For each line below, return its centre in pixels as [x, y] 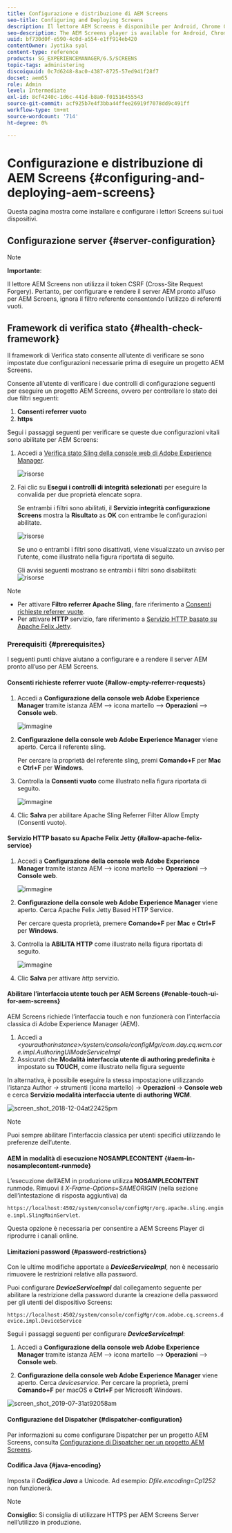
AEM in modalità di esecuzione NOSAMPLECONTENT [85, 1158]
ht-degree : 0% [28, 123]
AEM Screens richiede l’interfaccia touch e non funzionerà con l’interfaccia [114, 1016]
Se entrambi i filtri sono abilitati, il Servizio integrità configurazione [114, 508]
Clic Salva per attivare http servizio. [68, 978]
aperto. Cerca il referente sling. [61, 747]
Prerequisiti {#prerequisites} [56, 644]
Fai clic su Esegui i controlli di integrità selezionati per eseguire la [112, 487]
